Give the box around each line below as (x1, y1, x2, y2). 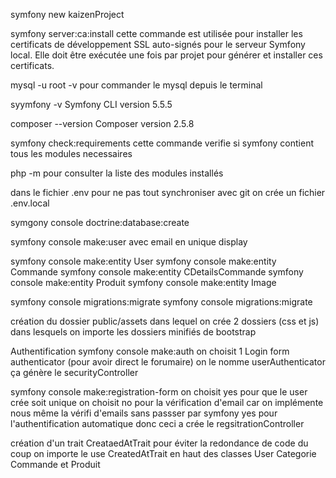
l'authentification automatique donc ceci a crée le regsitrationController (10, 418, 305, 429)
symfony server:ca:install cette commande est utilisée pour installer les (10, 28, 303, 39)
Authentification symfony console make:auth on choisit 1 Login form (10, 345, 290, 357)
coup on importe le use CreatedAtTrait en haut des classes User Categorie (10, 448, 317, 459)
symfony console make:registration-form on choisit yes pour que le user (10, 386, 308, 398)
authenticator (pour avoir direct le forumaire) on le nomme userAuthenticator (10, 356, 326, 368)
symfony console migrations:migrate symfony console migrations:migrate (10, 296, 313, 308)
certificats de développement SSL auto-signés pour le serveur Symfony (10, 39, 306, 50)
